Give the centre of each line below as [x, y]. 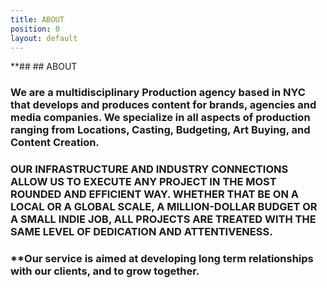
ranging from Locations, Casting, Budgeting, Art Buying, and [160, 130]
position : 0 [35, 29]
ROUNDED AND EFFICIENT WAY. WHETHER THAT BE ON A [155, 194]
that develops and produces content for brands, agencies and [163, 105]
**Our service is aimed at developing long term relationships [162, 259]
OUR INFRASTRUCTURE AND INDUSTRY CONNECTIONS [149, 169]
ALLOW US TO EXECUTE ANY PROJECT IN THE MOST [143, 182]
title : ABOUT [37, 19]
